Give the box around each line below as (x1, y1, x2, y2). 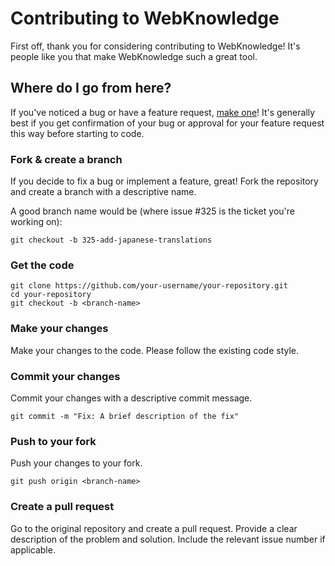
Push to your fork (10, 434, 97, 448)
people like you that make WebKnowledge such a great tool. (10, 50, 258, 62)
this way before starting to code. (10, 127, 145, 139)
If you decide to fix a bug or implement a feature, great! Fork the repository (10, 175, 319, 187)
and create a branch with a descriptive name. (10, 186, 197, 198)
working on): (10, 216, 63, 228)
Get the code (10, 258, 75, 272)
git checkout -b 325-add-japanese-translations (10, 235, 213, 246)
